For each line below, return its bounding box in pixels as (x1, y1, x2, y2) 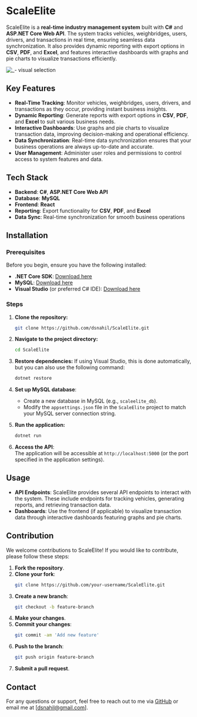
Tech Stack (6, 173, 48, 183)
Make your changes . (14, 614, 66, 621)
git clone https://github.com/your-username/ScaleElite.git (14, 582, 165, 588)
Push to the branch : (14, 643, 64, 650)
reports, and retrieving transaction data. (14, 501, 112, 508)
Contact (6, 682, 36, 692)
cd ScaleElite (14, 347, 49, 353)
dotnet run (14, 433, 42, 439)
